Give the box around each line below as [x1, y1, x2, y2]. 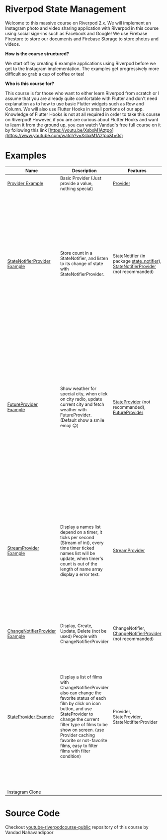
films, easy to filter [60, 743, 98, 749]
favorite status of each [60, 695, 106, 701]
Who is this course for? [5, 81, 55, 87]
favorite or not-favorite [60, 738, 108, 744]
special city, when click [60, 391, 108, 397]
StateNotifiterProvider [112, 719, 158, 725]
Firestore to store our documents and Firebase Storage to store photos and [5, 36, 159, 42]
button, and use [60, 706, 92, 712]
